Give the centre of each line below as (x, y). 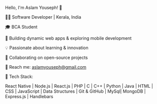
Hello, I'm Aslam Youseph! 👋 (34, 8)
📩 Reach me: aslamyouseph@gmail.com (46, 67)
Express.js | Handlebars (29, 96)
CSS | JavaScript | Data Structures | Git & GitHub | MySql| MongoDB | (76, 91)
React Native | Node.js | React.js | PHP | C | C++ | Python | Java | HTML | (79, 86)
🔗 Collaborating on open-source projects (47, 57)
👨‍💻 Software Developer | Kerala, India (43, 17)
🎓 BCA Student (21, 27)
